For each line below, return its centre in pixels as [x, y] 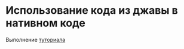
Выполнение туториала [36, 39]
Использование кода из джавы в [92, 10]
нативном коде [46, 23]
